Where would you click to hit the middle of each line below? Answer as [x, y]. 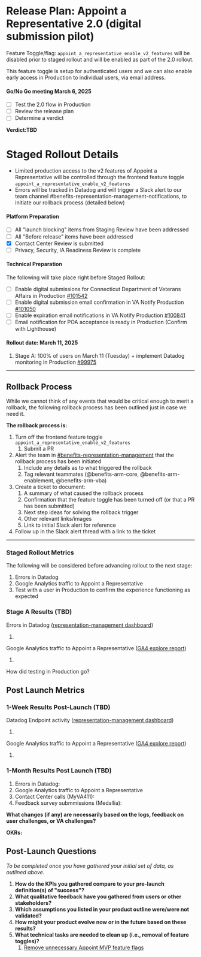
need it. [16, 414]
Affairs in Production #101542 [51, 295]
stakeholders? [33, 902]
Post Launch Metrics [45, 690]
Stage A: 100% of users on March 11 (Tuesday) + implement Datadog [100, 356]
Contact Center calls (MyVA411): [54, 796]
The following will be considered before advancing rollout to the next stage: [99, 566]
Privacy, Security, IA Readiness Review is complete [78, 250]
